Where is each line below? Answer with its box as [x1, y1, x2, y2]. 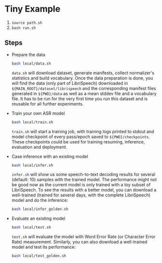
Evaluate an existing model [11, 215, 65, 222]
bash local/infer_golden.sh [11, 207, 68, 212]
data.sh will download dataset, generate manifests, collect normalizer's [11, 70, 155, 76]
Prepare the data [11, 52, 46, 57]
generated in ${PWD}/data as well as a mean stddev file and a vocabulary [11, 90, 157, 96]
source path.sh [11, 20, 43, 25]
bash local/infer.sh [11, 163, 53, 168]
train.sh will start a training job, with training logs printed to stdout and [11, 128, 154, 134]
